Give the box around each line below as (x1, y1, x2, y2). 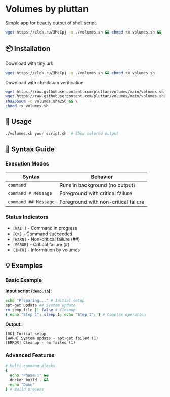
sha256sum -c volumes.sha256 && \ (5, 98, 78, 104)
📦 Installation (5, 44, 51, 53)
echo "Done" (10, 382, 35, 387)
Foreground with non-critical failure (59, 198, 145, 206)
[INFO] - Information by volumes (12, 247, 80, 253)
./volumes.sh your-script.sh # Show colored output (5, 130, 119, 136)
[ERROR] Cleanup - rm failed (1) (5, 340, 76, 345)
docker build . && (10, 377, 49, 382)
